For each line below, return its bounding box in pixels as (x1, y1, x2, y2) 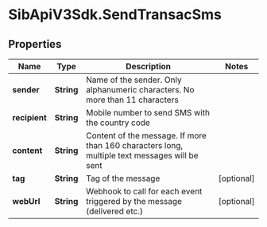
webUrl (12, 196, 41, 206)
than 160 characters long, (86, 140, 184, 151)
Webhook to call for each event (86, 186, 203, 197)
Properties (8, 37, 62, 51)
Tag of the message (86, 173, 161, 184)
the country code (86, 117, 151, 128)
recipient (12, 112, 48, 123)
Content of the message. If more (86, 130, 207, 141)
